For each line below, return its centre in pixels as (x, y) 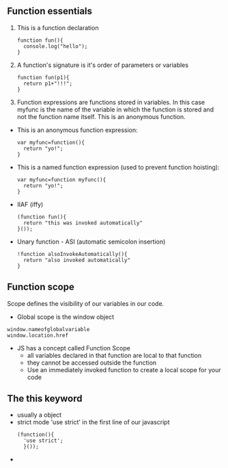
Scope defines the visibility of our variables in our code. (86, 303)
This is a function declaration (58, 27)
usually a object (39, 415)
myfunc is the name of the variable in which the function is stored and (115, 109)
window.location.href (38, 335)
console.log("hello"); (56, 46)
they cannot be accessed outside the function (92, 363)
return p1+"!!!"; (48, 83)
